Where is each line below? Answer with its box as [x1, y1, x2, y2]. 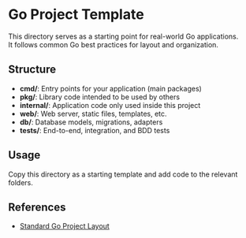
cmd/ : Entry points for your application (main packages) [19, 84, 203, 93]
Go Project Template [8, 6, 144, 24]
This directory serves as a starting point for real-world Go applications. [8, 32, 239, 41]
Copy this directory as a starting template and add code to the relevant [8, 169, 238, 179]
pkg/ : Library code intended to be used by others [19, 92, 180, 102]
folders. [8, 177, 33, 187]
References [8, 200, 66, 214]
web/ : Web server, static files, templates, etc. [19, 109, 167, 118]
